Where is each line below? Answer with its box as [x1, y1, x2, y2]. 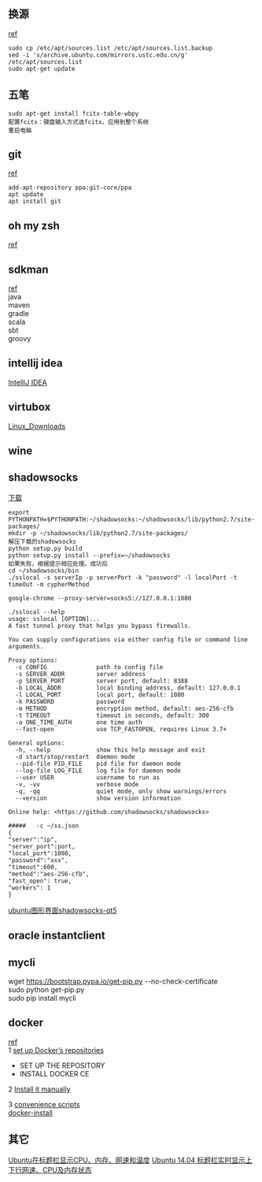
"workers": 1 [8, 883, 51, 892]
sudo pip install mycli [8, 994, 76, 1003]
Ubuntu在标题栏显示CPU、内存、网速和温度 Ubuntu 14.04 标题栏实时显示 [8, 1155, 246, 1165]
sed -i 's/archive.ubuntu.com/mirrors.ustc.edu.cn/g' [8, 50, 189, 59]
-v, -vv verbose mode [15, 780, 139, 788]
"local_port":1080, [8, 849, 72, 857]
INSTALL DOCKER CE [19, 1069, 90, 1078]
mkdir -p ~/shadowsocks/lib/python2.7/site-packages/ [8, 529, 189, 537]
